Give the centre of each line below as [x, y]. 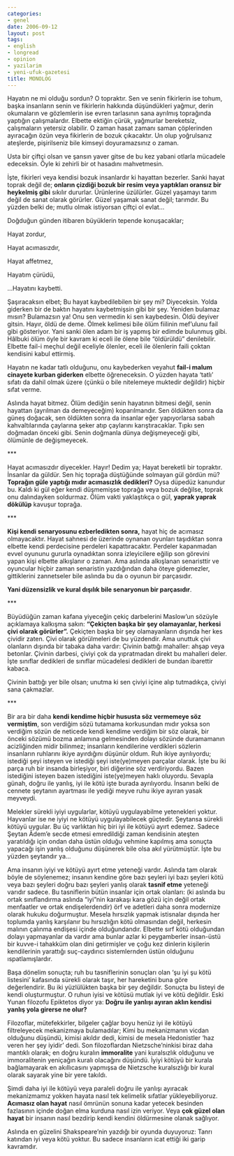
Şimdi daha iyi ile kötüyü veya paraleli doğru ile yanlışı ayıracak [98, 1089]
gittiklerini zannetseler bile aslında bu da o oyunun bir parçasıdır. [100, 576]
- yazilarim [24, 66]
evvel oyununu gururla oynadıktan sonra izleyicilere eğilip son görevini [108, 554]
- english [22, 46]
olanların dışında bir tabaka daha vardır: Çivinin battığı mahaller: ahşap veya [116, 646]
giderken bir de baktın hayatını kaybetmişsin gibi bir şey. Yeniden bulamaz [114, 309]
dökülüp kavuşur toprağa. [45, 504]
